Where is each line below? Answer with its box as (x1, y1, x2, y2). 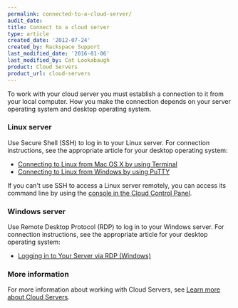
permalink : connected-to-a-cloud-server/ (7, 10, 133, 18)
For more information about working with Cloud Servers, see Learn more (7, 285, 221, 294)
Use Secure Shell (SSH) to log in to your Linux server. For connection (7, 138, 210, 147)
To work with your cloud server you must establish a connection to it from (7, 90, 224, 98)
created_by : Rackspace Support (7, 43, 100, 51)
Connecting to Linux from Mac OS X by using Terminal (17, 159, 178, 168)
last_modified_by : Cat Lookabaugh (7, 57, 110, 64)
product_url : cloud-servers (7, 70, 91, 77)
